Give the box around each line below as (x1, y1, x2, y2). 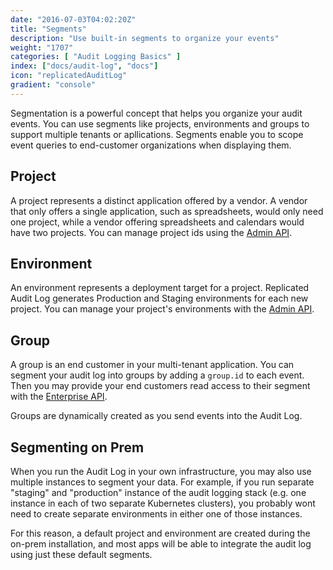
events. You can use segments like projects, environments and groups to (10, 117, 310, 130)
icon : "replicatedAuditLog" (10, 71, 128, 81)
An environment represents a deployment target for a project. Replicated (10, 282, 310, 294)
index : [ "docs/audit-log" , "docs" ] (10, 61, 159, 71)
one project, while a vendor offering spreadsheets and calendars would (10, 216, 305, 228)
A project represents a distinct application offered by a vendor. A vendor (10, 194, 308, 206)
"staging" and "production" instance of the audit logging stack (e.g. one (10, 487, 307, 498)
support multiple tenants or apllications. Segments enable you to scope (10, 128, 304, 140)
